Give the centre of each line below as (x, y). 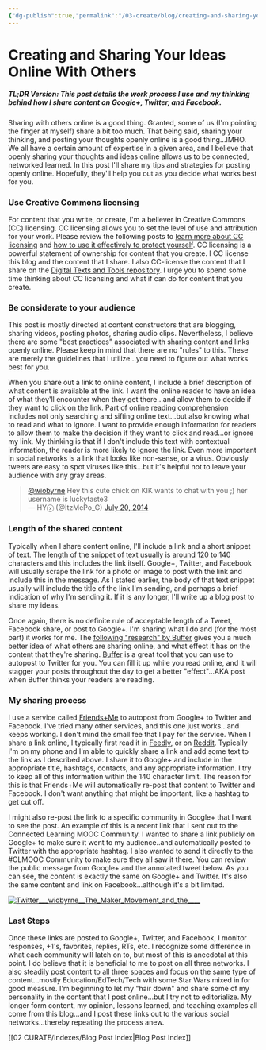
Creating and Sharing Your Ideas (117, 54)
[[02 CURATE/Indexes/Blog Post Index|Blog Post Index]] (100, 1038)
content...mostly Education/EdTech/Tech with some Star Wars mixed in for (129, 980)
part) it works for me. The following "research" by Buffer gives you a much (130, 637)
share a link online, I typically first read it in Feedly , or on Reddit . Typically (128, 743)
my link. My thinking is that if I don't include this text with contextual (119, 442)
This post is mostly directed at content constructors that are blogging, (122, 325)
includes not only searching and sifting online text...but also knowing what (129, 416)
